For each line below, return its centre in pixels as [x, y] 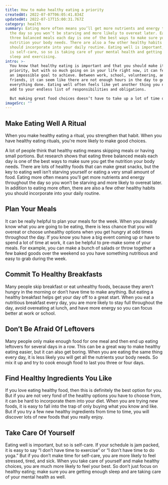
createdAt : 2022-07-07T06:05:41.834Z [44, 15]
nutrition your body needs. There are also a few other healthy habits [86, 43]
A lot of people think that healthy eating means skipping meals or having [80, 151]
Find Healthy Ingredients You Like [59, 378]
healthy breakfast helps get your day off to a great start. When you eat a [79, 297]
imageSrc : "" [19, 103]
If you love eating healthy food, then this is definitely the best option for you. [84, 391]
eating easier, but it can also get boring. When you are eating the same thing [84, 352]
